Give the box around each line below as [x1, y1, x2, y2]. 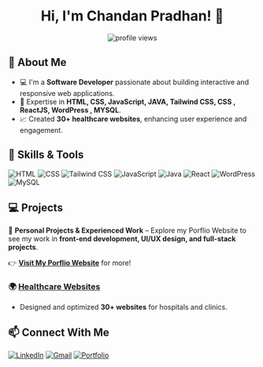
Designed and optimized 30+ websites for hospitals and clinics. [19, 302, 228, 311]
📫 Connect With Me [8, 326, 110, 339]
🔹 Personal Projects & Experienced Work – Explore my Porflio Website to [8, 226, 246, 235]
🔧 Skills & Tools [8, 149, 84, 162]
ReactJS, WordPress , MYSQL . [19, 105, 121, 115]
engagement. [19, 125, 63, 134]
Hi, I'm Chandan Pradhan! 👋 [40, 7, 224, 25]
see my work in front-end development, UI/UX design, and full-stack [8, 234, 236, 244]
